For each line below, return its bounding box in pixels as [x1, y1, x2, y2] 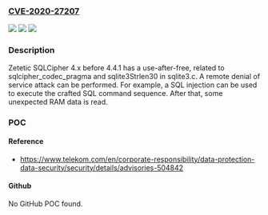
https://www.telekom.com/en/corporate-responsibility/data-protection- [19, 154, 255, 164]
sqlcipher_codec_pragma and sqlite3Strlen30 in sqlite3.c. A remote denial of [8, 71, 261, 81]
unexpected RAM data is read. [8, 97, 108, 106]
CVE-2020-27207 [8, 6, 80, 17]
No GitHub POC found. [8, 198, 83, 209]
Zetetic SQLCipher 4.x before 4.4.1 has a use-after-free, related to [8, 62, 226, 73]
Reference [8, 137, 44, 146]
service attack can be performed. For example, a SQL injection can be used [8, 80, 258, 90]
